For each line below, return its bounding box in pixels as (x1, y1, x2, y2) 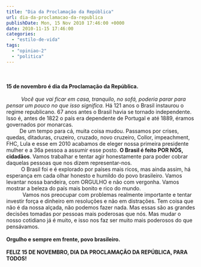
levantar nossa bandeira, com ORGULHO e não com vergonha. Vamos (6, 178, 179, 185)
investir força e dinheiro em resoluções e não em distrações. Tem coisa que (6, 197, 194, 205)
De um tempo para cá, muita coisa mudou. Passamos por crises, (19, 127, 179, 134)
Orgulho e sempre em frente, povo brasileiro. (6, 235, 121, 243)
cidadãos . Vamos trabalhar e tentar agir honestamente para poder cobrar (6, 152, 188, 160)
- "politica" (11, 53, 44, 59)
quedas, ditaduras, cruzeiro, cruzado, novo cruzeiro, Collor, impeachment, (6, 133, 190, 141)
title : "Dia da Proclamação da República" (6, 8, 114, 15)
